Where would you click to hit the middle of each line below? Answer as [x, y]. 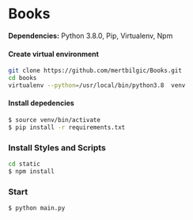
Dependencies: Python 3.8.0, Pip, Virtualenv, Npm [91, 36]
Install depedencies [42, 103]
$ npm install [32, 171]
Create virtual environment [53, 54]
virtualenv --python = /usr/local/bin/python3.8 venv [97, 85]
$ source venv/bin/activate [55, 119]
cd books [23, 78]
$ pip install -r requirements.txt [67, 127]
